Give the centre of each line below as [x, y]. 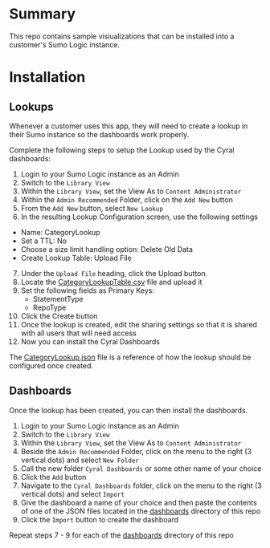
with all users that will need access [79, 333]
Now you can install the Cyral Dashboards [90, 341]
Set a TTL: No [44, 241]
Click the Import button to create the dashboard [100, 519]
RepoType [49, 307]
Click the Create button [59, 316]
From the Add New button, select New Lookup [92, 208]
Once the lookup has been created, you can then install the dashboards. [129, 410]
